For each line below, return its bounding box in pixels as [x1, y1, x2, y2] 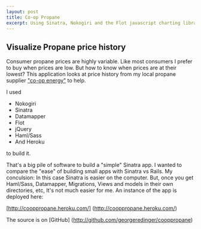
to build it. [6, 150, 31, 157]
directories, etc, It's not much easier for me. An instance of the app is [6, 187, 177, 194]
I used [6, 88, 22, 96]
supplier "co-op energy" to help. [6, 77, 86, 84]
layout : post [6, 8, 39, 15]
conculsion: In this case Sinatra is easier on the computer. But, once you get [6, 174, 194, 181]
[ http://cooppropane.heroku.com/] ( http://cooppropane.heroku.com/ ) [6, 204, 178, 212]
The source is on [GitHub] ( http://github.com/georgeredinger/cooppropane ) [6, 216, 193, 224]
